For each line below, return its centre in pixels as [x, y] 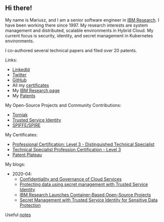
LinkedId [21, 69]
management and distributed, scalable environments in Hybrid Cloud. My [79, 30]
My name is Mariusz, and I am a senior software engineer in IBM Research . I [82, 20]
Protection [30, 205]
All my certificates [31, 85]
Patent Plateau [27, 155]
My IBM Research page [36, 90]
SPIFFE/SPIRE [26, 125]
